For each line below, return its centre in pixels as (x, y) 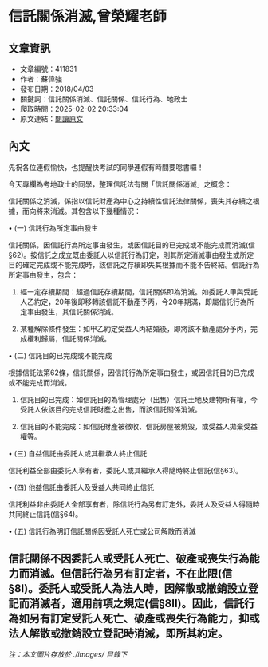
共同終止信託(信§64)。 (45, 514)
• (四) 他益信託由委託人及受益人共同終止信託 (81, 487)
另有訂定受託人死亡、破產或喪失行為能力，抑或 (144, 619)
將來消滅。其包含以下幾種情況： (88, 211)
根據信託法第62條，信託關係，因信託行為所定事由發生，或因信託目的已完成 (132, 373)
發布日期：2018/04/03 (57, 89)
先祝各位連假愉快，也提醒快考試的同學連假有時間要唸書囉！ (106, 167)
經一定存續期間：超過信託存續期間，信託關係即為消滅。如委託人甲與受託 (138, 291)
